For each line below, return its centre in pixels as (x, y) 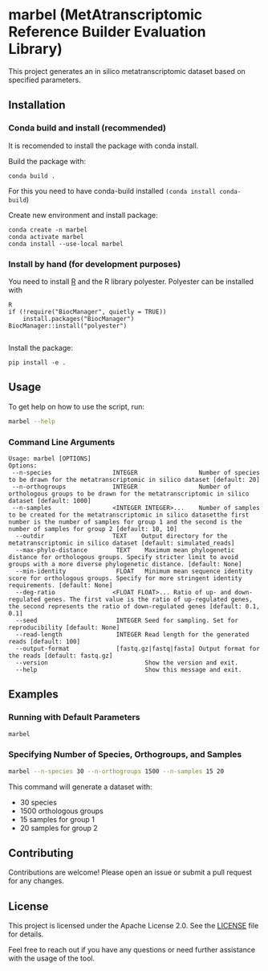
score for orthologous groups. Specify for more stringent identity (125, 578)
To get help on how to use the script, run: (76, 406)
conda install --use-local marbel (66, 244)
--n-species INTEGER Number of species (136, 472)
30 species (39, 802)
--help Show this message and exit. (129, 669)
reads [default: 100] (45, 641)
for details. (26, 934)
